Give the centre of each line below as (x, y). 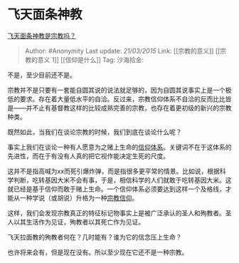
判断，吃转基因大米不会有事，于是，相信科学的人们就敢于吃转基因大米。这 (122, 180)
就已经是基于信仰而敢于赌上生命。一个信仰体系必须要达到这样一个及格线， (116, 189)
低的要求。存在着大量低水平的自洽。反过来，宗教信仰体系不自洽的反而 (110, 99)
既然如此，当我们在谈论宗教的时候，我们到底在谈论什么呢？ (95, 132)
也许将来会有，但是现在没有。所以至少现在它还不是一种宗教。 (98, 252)
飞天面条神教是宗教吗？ (42, 36)
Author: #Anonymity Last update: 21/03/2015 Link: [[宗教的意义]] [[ (122, 51)
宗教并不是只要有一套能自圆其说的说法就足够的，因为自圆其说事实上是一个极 (119, 90)
